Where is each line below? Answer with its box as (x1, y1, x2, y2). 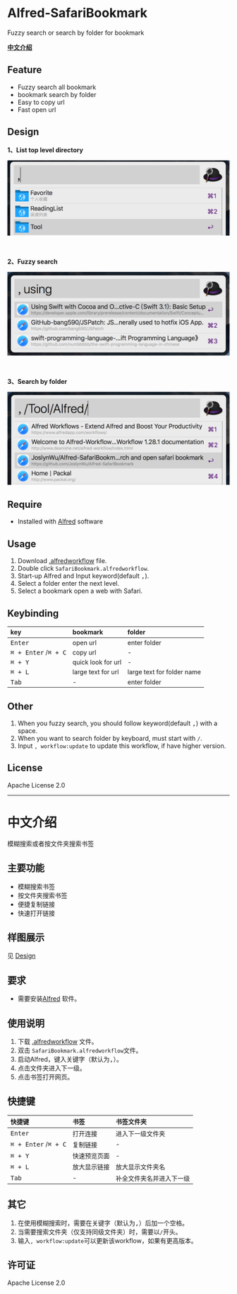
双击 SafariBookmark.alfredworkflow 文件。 (17, 1046, 142, 1055)
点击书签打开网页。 (17, 1073, 74, 1082)
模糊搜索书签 (17, 882, 55, 890)
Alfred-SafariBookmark (7, 5, 148, 21)
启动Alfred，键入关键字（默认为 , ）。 (17, 1055, 123, 1064)
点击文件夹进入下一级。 (17, 1064, 86, 1072)
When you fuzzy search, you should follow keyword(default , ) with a (17, 719, 218, 727)
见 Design (7, 951, 36, 960)
